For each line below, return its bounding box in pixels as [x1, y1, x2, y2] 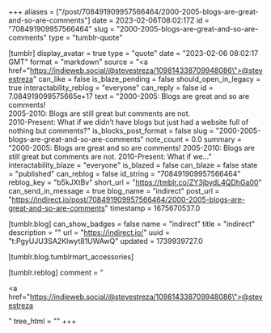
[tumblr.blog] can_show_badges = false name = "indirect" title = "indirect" [8, 219, 256, 228]
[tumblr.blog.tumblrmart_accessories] [8, 252, 134, 262]
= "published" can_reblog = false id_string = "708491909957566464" [8, 169, 241, 178]
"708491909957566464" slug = [8, 24, 115, 33]
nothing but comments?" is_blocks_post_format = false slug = [8, 126, 214, 135]
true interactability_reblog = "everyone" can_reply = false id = [8, 83, 214, 92]
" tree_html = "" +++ [8, 316, 77, 326]
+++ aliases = [8, 7, 55, 16]
